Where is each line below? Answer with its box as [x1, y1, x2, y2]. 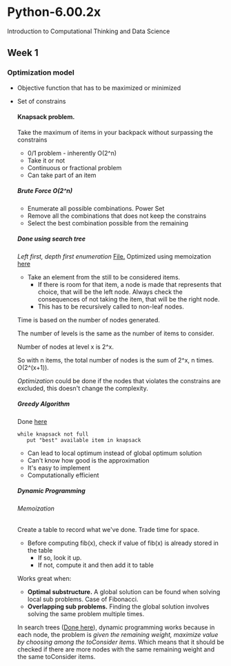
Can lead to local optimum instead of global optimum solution [27, 449, 202, 457]
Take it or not [27, 156, 66, 165]
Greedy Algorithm [17, 400, 70, 408]
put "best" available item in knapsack [26, 436, 141, 443]
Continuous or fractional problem [27, 163, 122, 172]
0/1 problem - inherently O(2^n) [27, 149, 117, 157]
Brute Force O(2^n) [17, 187, 73, 195]
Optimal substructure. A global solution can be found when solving [27, 588, 221, 596]
